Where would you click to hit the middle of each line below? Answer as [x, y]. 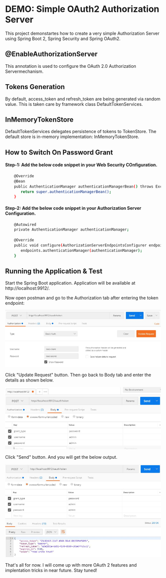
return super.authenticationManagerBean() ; [66, 192]
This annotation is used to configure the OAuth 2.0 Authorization [71, 66]
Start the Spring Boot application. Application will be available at [70, 283]
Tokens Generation [35, 87]
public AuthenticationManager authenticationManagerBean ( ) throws [84, 187]
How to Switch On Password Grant [59, 152]
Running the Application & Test [54, 271]
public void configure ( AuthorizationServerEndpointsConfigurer [81, 245]
